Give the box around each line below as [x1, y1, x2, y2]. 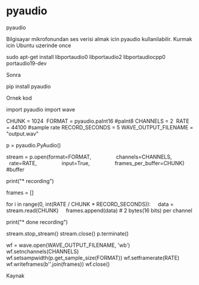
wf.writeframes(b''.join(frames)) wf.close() [6, 261, 110, 268]
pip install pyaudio [6, 82, 51, 90]
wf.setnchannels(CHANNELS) [6, 247, 79, 255]
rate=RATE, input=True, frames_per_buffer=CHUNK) [8, 159, 185, 166]
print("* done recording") [6, 218, 69, 225]
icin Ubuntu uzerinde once [6, 42, 71, 49]
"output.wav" [6, 130, 39, 137]
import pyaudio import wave [6, 106, 76, 113]
